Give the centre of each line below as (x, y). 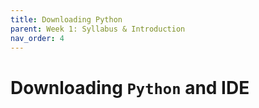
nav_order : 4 (37, 38)
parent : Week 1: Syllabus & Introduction (98, 29)
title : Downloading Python (66, 19)
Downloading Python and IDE (130, 87)
